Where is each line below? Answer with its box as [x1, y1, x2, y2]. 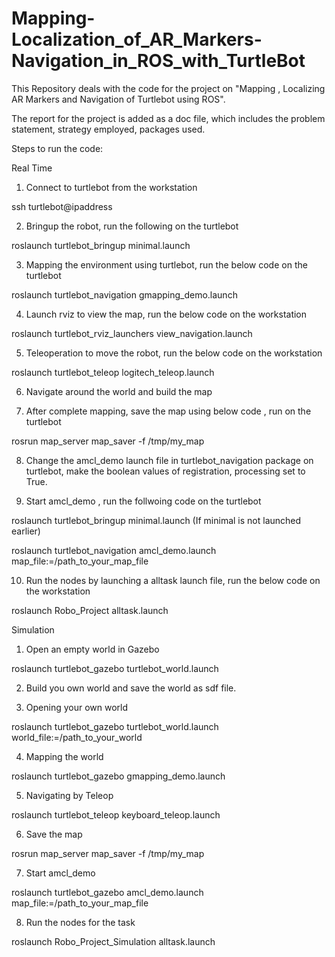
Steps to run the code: [11, 142, 104, 154]
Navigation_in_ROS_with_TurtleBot [11, 50, 306, 72]
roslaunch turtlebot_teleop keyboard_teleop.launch [11, 808, 221, 821]
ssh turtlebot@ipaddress [11, 200, 113, 212]
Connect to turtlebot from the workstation [25, 181, 198, 193]
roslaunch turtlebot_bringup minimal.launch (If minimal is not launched [11, 514, 302, 526]
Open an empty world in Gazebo [25, 643, 160, 655]
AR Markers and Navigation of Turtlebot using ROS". [11, 93, 226, 105]
